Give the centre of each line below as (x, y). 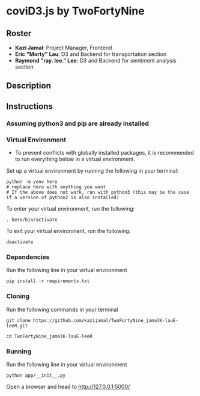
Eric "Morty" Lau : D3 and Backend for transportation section (91, 54)
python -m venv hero (32, 182)
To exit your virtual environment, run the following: (68, 231)
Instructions (29, 106)
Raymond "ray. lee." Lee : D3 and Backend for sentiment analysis (95, 60)
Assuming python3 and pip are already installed (77, 123)
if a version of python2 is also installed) (63, 197)
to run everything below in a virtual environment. (75, 159)
